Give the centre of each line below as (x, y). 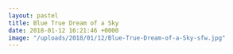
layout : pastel (33, 15)
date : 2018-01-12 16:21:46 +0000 (64, 30)
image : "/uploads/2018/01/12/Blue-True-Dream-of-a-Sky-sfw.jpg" (117, 38)
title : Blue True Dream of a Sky (64, 23)
